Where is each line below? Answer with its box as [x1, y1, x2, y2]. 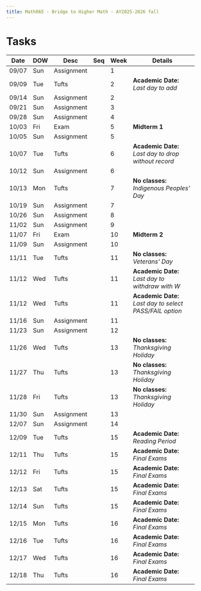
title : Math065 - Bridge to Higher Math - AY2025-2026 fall [6, 8, 160, 15]
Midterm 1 [132, 122, 163, 131]
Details [152, 56, 173, 65]
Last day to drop [132, 149, 179, 157]
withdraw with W [132, 282, 181, 290]
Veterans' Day [132, 257, 173, 265]
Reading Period [132, 437, 176, 445]
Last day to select [132, 299, 184, 307]
